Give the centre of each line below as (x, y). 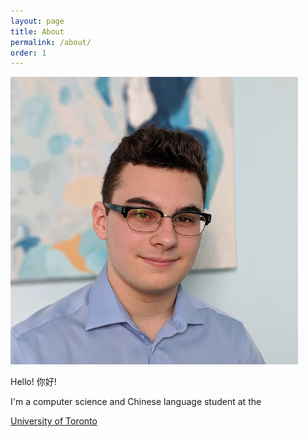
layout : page (37, 21)
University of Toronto (54, 421)
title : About (37, 31)
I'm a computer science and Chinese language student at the (136, 402)
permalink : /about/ (51, 42)
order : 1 (28, 53)
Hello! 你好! (33, 382)
